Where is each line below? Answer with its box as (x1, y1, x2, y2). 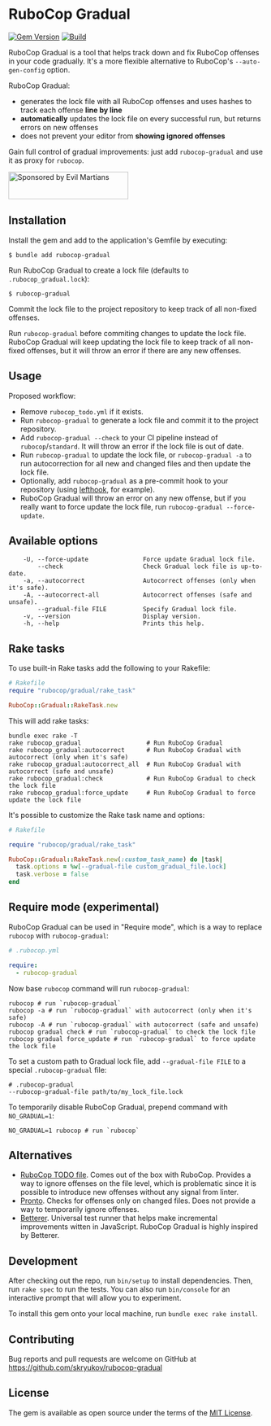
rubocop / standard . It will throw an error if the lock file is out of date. (19, 441, 244, 451)
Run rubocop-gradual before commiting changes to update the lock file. (8, 328, 247, 338)
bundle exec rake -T (8, 732, 79, 740)
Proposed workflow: (8, 391, 76, 400)
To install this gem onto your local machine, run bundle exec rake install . (8, 1309, 258, 1319)
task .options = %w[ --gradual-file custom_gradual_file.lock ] (15, 863, 227, 871)
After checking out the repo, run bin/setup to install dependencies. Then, (8, 1275, 253, 1286)
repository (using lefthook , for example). (19, 484, 156, 494)
